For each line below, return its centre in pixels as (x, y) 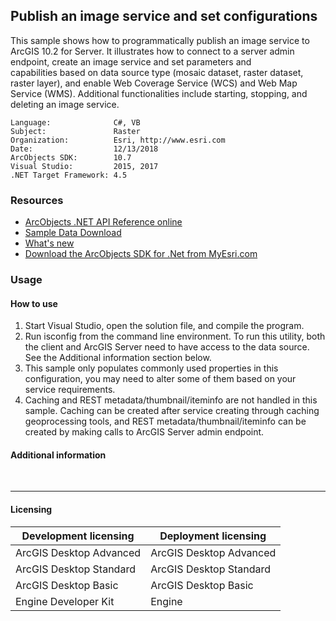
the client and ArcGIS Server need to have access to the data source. (167, 347)
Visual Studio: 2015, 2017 (84, 166)
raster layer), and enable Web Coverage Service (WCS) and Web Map (154, 83)
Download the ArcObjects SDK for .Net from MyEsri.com (141, 254)
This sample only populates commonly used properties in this (151, 368)
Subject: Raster (75, 131)
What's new (49, 243)
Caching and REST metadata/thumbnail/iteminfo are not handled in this (171, 400)
